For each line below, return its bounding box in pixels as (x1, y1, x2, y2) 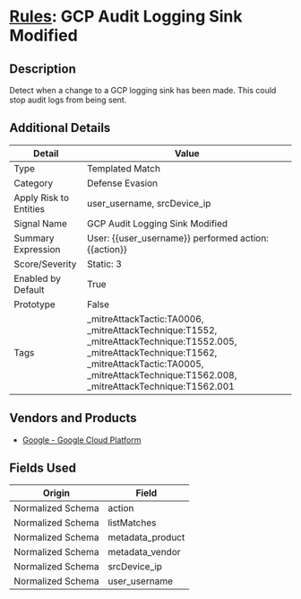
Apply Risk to (13, 191, 70, 204)
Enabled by (13, 272, 61, 285)
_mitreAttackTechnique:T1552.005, (86, 335, 237, 348)
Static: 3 (86, 258, 123, 270)
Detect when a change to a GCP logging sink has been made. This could (9, 85, 277, 95)
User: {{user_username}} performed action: (86, 232, 269, 244)
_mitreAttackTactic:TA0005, (86, 357, 204, 370)
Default (13, 283, 45, 295)
